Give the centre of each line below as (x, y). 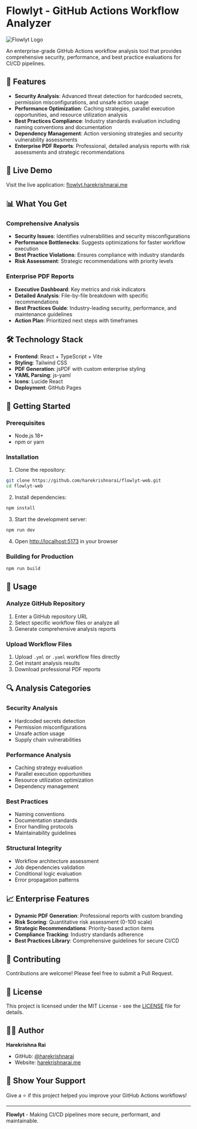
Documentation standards (46, 820)
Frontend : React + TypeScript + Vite (58, 357)
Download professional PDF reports (57, 669)
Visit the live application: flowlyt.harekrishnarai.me (67, 185)
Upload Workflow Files (39, 644)
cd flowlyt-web (25, 486)
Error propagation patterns (47, 880)
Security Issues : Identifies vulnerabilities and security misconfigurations (102, 236)
